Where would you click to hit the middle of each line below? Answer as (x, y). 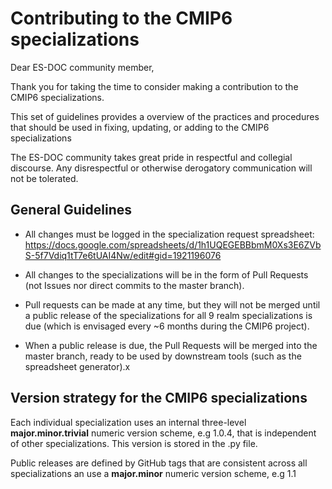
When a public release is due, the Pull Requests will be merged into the (171, 345)
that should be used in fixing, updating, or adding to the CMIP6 (140, 127)
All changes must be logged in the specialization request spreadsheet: (169, 234)
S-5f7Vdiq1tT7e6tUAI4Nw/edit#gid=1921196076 (123, 255)
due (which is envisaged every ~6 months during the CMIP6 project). (167, 326)
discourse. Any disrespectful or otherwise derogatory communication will (161, 168)
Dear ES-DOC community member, (82, 67)
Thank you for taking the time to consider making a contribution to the (154, 86)
